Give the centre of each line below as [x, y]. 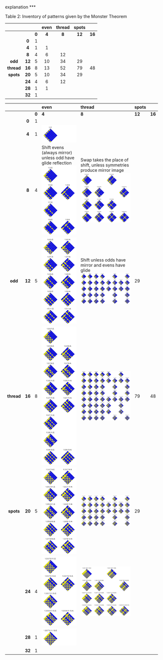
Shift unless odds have [103, 260]
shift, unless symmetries [105, 165]
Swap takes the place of [104, 160]
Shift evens [53, 148]
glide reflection [57, 163]
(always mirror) [57, 153]
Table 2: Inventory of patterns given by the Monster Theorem [66, 16]
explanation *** [21, 7]
